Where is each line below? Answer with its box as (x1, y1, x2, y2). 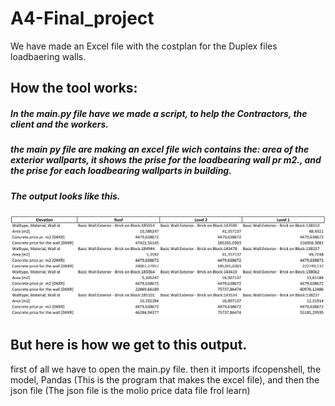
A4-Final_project (10, 7, 155, 30)
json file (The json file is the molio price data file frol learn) (10, 384, 251, 396)
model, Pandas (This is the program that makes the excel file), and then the (10, 373, 320, 386)
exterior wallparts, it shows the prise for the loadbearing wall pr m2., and (10, 154, 322, 166)
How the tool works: (10, 80, 138, 97)
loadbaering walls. (10, 50, 87, 62)
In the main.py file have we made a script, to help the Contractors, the (10, 107, 308, 119)
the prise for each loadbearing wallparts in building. (10, 165, 232, 177)
